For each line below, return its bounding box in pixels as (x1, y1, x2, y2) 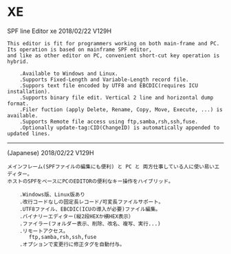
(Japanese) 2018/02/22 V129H (7, 148, 94, 157)
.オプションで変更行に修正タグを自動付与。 (19, 241, 125, 248)
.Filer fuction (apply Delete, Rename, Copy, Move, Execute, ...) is (19, 106, 223, 113)
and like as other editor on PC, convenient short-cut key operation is (7, 52, 220, 59)
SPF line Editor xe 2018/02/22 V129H (7, 27, 112, 35)
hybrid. (7, 58, 30, 65)
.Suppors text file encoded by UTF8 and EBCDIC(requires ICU (19, 82, 198, 89)
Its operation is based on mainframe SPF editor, (7, 46, 153, 53)
